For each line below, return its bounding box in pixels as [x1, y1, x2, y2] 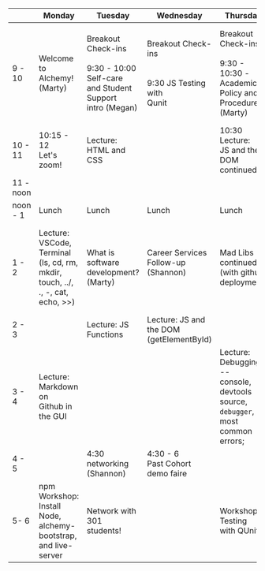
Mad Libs [219, 248, 254, 258]
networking [86, 458, 129, 468]
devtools [219, 386, 252, 397]
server [39, 550, 63, 561]
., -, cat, [39, 287, 69, 297]
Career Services [147, 248, 207, 258]
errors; [219, 435, 244, 446]
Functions [86, 329, 124, 340]
